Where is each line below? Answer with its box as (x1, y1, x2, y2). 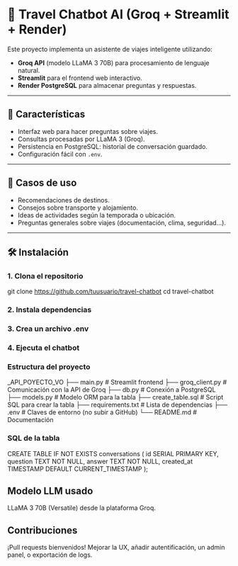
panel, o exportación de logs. (7, 550, 93, 559)
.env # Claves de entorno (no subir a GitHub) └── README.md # (7, 408, 197, 417)
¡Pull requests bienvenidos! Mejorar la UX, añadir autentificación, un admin (7, 543, 225, 552)
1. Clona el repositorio (7, 271, 84, 281)
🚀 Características (7, 108, 86, 120)
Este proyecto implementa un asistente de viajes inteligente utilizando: (7, 45, 212, 53)
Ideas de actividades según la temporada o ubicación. (17, 210, 176, 219)
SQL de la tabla (7, 434, 60, 443)
